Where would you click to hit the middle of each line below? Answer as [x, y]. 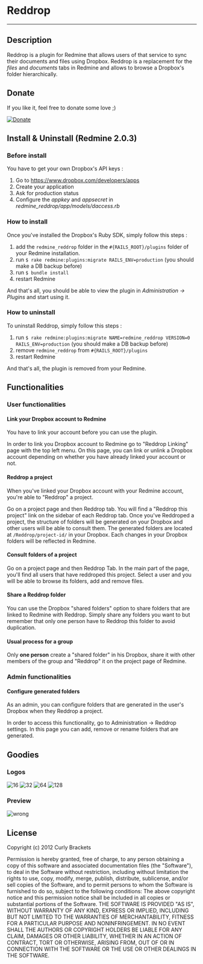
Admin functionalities [39, 677]
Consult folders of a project [42, 555]
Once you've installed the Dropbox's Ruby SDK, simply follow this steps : [97, 235]
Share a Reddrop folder [36, 595]
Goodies [23, 755]
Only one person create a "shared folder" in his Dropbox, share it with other [101, 655]
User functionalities [36, 404]
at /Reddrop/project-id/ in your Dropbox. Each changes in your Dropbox [97, 534]
